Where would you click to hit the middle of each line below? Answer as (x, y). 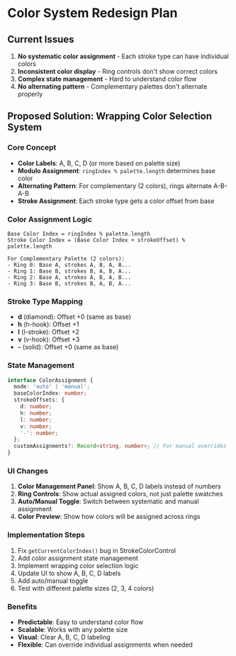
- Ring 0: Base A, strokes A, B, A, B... (69, 265)
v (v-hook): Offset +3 (49, 339)
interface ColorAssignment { (50, 380)
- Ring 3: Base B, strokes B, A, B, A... (69, 283)
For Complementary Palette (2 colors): (66, 258)
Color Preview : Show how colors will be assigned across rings (109, 517)
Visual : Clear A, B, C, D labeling (64, 637)
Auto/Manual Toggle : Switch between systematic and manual (108, 501)
